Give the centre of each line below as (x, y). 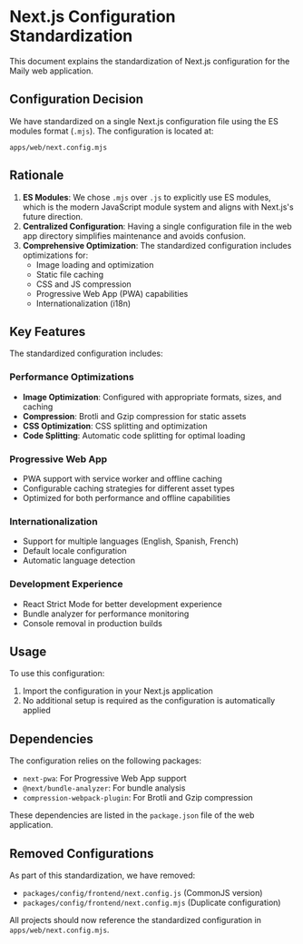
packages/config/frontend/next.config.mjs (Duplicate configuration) (151, 902)
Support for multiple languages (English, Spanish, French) (130, 541)
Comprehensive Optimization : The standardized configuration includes (157, 245)
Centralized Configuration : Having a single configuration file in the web (157, 226)
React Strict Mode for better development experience (122, 604)
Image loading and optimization (95, 264)
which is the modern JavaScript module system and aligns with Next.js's (158, 207)
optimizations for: (55, 255)
